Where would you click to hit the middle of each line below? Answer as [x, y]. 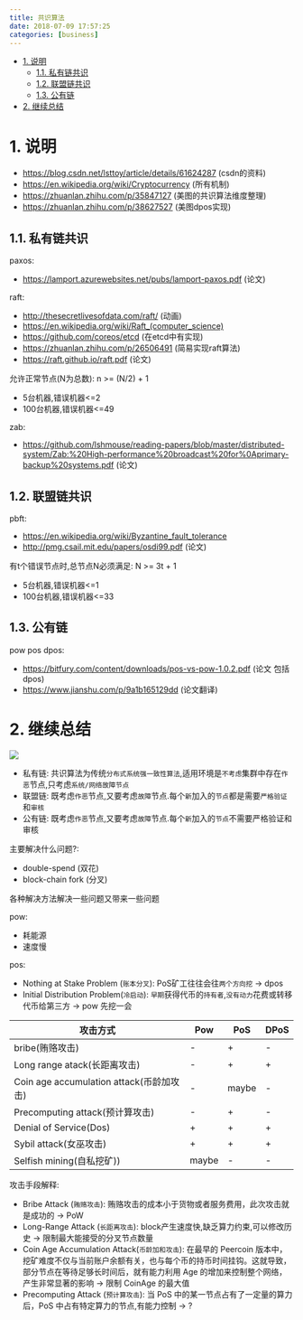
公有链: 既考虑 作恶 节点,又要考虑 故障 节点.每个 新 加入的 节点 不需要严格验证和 [157, 818]
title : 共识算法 [37, 18]
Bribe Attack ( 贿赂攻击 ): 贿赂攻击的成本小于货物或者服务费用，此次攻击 [152, 1203]
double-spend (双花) [60, 867]
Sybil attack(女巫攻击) [60, 1144]
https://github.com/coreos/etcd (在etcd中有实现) [113, 337]
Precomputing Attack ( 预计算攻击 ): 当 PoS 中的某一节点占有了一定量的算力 [157, 1294]
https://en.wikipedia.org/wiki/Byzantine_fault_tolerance [124, 536]
